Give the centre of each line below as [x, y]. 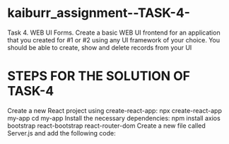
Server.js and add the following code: [61, 133]
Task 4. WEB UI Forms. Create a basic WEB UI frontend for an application [114, 32]
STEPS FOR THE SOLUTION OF [99, 76]
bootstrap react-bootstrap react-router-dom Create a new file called [107, 126]
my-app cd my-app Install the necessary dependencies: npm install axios [114, 118]
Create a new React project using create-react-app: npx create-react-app [115, 110]
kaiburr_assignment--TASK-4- [99, 13]
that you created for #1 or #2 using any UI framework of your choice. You [114, 40]
